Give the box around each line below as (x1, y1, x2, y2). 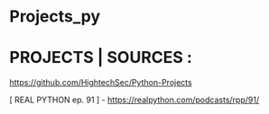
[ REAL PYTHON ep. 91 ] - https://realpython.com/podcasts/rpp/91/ (9, 94, 260, 105)
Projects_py (9, 6, 101, 27)
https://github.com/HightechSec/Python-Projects (9, 77, 192, 88)
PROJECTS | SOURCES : (9, 48, 192, 68)
